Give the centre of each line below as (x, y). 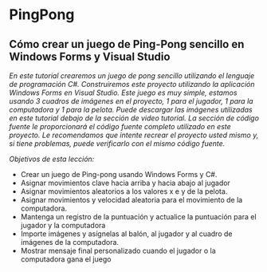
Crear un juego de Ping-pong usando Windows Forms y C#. (119, 174)
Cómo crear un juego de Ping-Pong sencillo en (127, 44)
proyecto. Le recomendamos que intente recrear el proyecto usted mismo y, (134, 135)
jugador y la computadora (63, 225)
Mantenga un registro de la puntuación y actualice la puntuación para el (139, 217)
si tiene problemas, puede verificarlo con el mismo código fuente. (117, 144)
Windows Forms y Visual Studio (90, 56)
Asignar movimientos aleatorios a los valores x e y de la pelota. (124, 191)
